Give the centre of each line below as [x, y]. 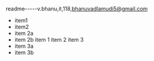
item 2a [24, 33]
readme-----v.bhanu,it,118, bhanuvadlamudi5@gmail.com [77, 9]
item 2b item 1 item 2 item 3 [49, 40]
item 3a [24, 46]
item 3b [24, 53]
